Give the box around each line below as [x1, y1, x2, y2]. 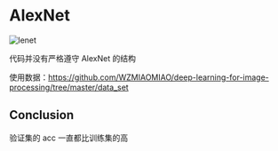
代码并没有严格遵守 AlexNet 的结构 [9, 52, 136, 63]
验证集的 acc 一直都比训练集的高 [9, 132, 129, 143]
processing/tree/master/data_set [9, 82, 129, 92]
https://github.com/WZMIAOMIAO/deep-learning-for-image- [48, 72, 269, 83]
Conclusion [9, 107, 75, 123]
